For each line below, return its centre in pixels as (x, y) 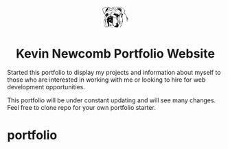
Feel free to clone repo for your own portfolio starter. (81, 108)
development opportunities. (46, 87)
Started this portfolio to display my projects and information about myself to (114, 73)
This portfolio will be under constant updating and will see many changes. (112, 100)
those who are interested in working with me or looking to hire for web (106, 80)
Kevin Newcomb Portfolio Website (115, 53)
